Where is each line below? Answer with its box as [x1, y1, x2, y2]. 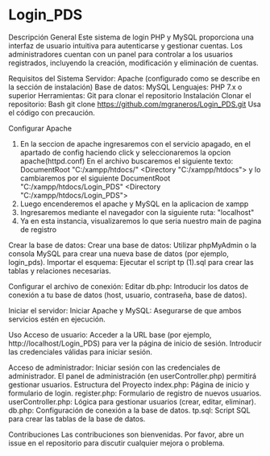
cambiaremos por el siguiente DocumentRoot [19, 173, 171, 183]
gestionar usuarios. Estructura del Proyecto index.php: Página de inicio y [8, 379, 250, 389]
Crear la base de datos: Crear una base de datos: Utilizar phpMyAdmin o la [8, 240, 257, 250]
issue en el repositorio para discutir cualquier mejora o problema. [8, 437, 225, 448]
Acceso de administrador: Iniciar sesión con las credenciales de [8, 363, 221, 372]
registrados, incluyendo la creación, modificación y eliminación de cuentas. [8, 58, 260, 68]
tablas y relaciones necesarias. [8, 266, 111, 276]
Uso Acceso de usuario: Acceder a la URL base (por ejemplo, [8, 330, 212, 339]
